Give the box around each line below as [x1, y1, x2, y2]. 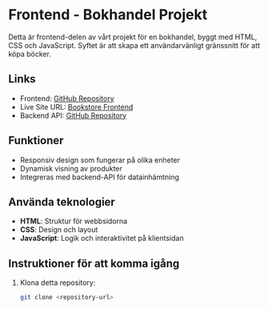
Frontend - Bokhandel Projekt [8, 6, 208, 24]
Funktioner [8, 134, 64, 147]
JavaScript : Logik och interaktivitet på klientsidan [19, 234, 184, 243]
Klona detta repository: [19, 278, 96, 287]
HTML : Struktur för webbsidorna [19, 216, 128, 226]
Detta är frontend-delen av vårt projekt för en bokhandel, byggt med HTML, [8, 32, 258, 42]
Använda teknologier [8, 195, 116, 209]
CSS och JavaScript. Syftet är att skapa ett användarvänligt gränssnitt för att [8, 40, 261, 50]
